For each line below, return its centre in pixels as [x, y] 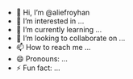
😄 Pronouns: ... [42, 59]
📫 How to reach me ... [53, 47]
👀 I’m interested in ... [50, 21]
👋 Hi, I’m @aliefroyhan [53, 12]
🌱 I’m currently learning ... [59, 29]
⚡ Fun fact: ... [38, 68]
